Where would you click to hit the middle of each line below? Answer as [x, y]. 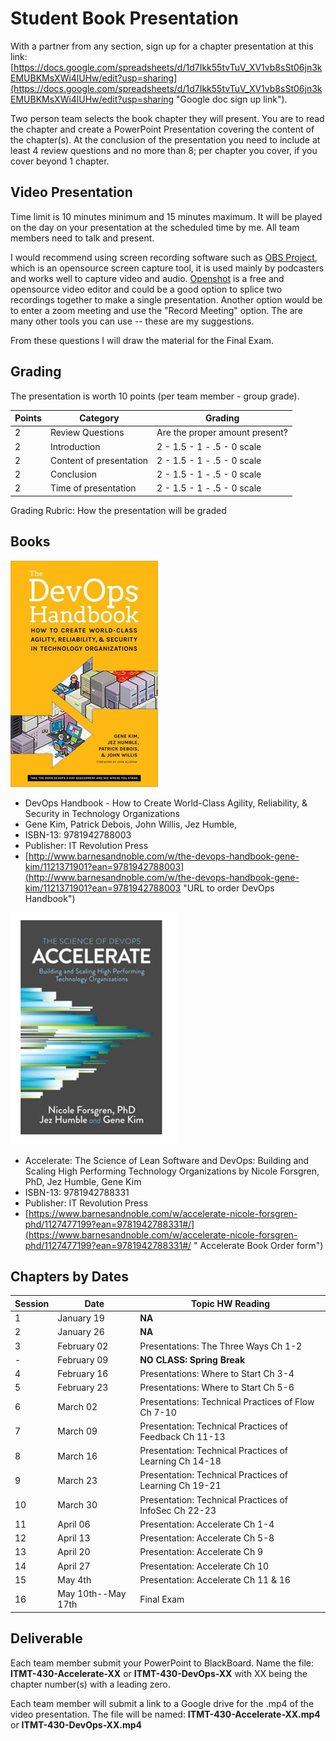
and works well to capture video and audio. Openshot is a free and [147, 278]
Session [32, 1303]
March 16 [77, 1456]
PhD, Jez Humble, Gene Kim [83, 1181]
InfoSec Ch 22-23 [178, 1510]
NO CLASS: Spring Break [192, 1359]
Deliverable [46, 1638]
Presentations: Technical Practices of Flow [227, 1401]
